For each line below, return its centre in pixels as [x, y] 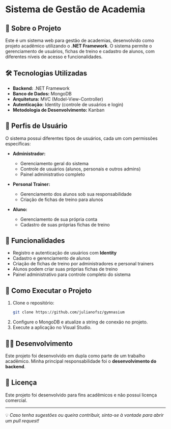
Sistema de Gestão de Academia [75, 9]
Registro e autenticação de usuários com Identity [65, 253]
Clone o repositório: [33, 303]
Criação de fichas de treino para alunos [62, 199]
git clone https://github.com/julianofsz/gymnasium [68, 312]
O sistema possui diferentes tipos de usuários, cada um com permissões [81, 138]
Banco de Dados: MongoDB [42, 93]
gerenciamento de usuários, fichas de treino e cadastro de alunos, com [80, 51]
